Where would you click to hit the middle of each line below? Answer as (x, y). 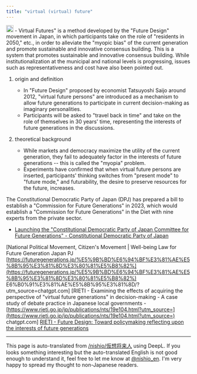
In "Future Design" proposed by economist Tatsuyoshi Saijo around (104, 90)
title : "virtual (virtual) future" (50, 11)
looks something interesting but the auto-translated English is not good (92, 352)
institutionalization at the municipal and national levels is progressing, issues (98, 62)
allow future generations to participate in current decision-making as (106, 103)
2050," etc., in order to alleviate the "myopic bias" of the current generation (97, 43)
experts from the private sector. (44, 218)
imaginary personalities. (52, 109)
